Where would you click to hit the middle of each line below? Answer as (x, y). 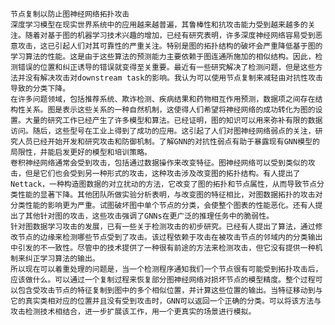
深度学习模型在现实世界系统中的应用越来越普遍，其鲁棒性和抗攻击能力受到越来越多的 (159, 25)
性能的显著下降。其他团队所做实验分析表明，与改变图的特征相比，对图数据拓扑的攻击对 (170, 195)
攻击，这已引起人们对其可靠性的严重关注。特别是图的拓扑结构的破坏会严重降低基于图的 (170, 46)
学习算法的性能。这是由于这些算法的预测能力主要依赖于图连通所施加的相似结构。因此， (163, 57)
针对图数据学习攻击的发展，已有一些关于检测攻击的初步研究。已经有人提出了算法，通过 (163, 227)
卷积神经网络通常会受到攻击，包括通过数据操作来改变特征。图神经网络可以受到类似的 (159, 163)
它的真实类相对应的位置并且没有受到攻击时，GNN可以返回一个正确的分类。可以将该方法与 (166, 301)
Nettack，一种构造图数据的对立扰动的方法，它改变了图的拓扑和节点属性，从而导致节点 (164, 184)
